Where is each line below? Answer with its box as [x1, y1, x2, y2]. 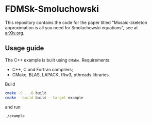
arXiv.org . [5, 30, 25, 36]
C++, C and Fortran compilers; [12, 66, 73, 72]
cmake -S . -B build [5, 90, 47, 96]
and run [5, 104, 21, 110]
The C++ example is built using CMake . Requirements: [5, 57, 111, 63]
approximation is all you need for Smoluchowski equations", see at [5, 24, 138, 30]
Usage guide [5, 44, 44, 52]
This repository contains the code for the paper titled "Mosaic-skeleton [5, 20, 147, 25]
